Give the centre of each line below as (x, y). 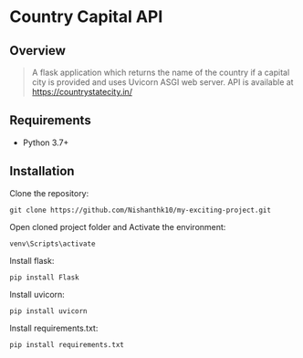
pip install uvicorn (49, 311)
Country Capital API (86, 17)
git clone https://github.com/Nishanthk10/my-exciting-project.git (141, 210)
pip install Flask (44, 277)
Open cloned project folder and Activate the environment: (118, 226)
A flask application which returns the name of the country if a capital (161, 72)
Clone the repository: (49, 193)
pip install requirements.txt (67, 344)
